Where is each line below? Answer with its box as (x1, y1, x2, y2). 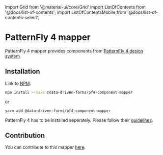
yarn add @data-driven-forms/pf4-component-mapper (5, 108, 111, 113)
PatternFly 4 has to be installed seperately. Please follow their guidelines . (5, 117, 153, 123)
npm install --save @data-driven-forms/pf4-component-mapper (5, 90, 133, 95)
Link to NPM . (5, 80, 31, 86)
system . (5, 53, 21, 59)
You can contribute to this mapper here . (5, 144, 86, 150)
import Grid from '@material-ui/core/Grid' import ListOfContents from (5, 4, 146, 10)
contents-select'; (5, 15, 40, 20)
